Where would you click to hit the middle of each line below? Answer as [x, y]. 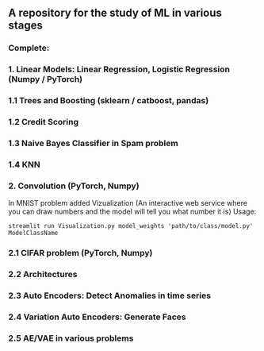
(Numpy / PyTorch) [46, 79]
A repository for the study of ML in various [115, 13]
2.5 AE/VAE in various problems [71, 338]
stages [26, 26]
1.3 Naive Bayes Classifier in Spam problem [93, 143]
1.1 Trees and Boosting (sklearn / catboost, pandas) [109, 101]
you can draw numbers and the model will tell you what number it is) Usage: [132, 212]
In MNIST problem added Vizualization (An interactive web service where [128, 203]
